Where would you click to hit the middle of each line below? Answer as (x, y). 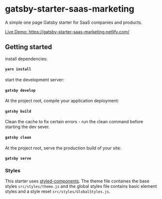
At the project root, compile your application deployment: (62, 101)
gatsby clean (18, 137)
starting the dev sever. (27, 127)
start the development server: (35, 80)
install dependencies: (26, 59)
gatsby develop (20, 90)
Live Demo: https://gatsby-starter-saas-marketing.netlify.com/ (67, 32)
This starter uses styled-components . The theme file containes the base (77, 181)
